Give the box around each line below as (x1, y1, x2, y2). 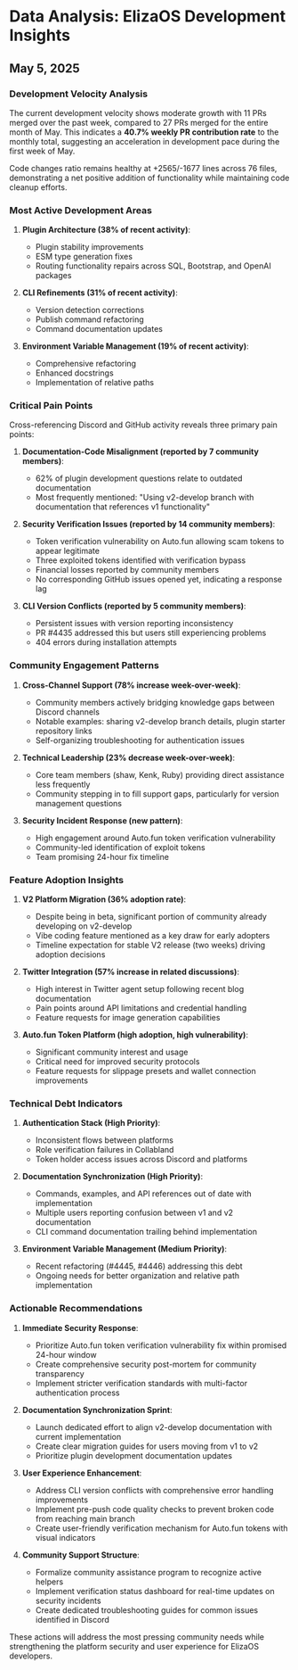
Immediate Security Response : (21, 1322, 139, 1333)
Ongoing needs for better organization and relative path (35, 1270, 240, 1281)
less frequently (35, 779, 91, 790)
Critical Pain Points (9, 400, 93, 412)
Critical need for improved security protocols (35, 1056, 200, 1067)
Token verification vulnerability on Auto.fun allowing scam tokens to (35, 536, 285, 547)
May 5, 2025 (9, 61, 80, 76)
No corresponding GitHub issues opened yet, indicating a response (35, 574, 283, 585)
